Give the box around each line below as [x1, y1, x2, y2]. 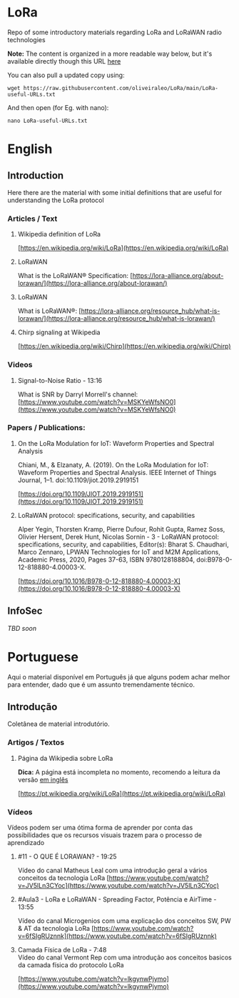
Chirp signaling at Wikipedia [17, 328, 101, 336]
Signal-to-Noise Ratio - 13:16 [17, 376, 103, 384]
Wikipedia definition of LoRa [17, 230, 101, 239]
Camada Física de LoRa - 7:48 [17, 945, 107, 954]
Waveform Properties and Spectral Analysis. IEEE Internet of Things [17, 468, 217, 476]
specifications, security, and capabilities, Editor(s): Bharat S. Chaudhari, [17, 540, 230, 549]
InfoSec [7, 605, 43, 617]
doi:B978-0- [195, 555, 233, 564]
